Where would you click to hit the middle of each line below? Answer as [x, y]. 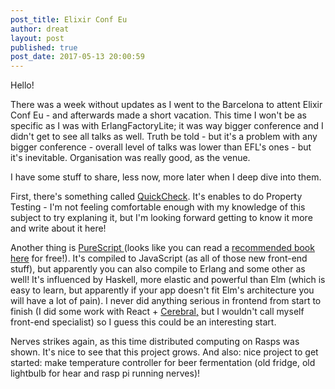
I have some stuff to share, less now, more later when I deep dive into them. [166, 177]
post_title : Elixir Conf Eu [69, 19]
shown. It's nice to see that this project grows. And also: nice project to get [164, 352]
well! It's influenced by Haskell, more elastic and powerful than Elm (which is [168, 280]
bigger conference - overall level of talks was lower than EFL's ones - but [161, 147]
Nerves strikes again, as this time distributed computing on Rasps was [155, 342]
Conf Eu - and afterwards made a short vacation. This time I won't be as [158, 115]
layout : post [37, 38]
